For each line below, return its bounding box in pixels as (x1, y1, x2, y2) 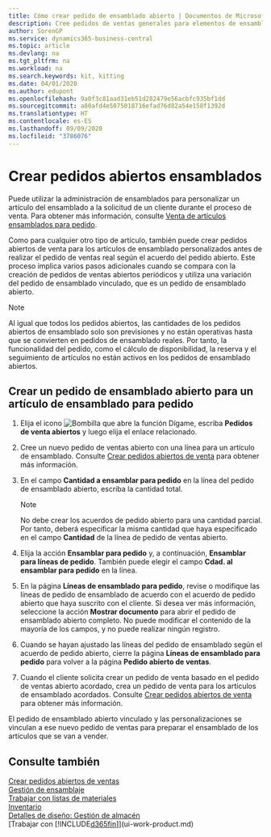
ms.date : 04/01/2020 (8, 79, 78, 87)
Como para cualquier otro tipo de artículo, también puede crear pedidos (8, 235, 248, 245)
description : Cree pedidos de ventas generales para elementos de (8, 19, 236, 27)
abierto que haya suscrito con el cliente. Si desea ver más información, (19, 598, 256, 608)
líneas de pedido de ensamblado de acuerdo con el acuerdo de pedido (19, 590, 256, 599)
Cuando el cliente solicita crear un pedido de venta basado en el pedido (19, 673, 260, 683)
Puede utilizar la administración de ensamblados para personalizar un (8, 193, 240, 203)
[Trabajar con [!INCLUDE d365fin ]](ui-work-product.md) (8, 819, 194, 829)
